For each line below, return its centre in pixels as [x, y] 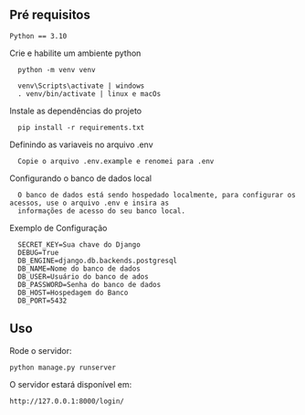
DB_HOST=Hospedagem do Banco [73, 293]
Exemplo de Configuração [58, 228]
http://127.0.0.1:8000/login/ [67, 401]
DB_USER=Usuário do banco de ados [83, 277]
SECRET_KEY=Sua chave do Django [79, 245]
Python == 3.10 [38, 36]
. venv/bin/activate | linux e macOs [89, 94]
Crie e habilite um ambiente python [75, 53]
